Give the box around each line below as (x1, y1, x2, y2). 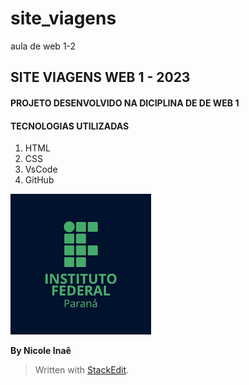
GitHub (24, 174, 55, 186)
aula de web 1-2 (10, 40, 77, 52)
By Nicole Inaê (10, 345, 72, 357)
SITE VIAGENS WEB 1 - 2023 (10, 69, 191, 86)
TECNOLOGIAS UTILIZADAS (10, 120, 130, 132)
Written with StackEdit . (34, 364, 130, 376)
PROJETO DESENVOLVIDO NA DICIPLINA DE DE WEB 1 (10, 97, 240, 109)
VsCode (24, 163, 58, 176)
